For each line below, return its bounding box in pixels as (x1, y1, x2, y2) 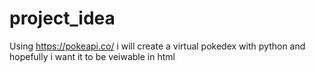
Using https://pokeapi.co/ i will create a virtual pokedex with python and (9, 40, 306, 52)
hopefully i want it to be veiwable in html (9, 50, 176, 62)
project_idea (9, 7, 116, 30)
